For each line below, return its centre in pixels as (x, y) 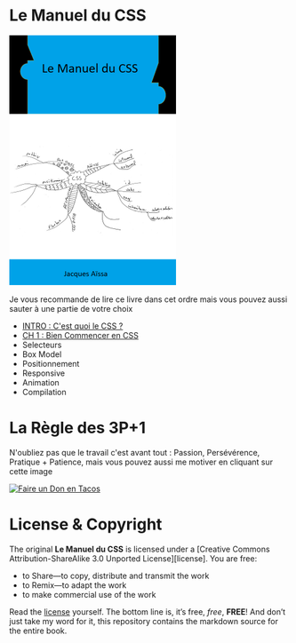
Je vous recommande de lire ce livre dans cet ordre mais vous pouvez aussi (148, 299)
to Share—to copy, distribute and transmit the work (116, 576)
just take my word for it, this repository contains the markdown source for (144, 621)
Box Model (42, 354)
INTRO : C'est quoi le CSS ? (72, 326)
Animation (40, 382)
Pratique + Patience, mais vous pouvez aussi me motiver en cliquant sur (141, 462)
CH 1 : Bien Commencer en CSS (80, 335)
